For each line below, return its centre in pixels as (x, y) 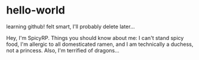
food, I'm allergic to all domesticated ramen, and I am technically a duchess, (100, 44)
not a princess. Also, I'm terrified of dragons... (63, 50)
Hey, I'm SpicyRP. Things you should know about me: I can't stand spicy (95, 38)
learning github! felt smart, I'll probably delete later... (71, 26)
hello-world (36, 10)
